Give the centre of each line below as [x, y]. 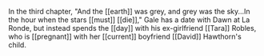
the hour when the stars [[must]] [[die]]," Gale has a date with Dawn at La [129, 20]
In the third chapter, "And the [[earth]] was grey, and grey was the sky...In [129, 11]
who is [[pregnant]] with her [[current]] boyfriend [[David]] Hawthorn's [125, 36]
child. [17, 45]
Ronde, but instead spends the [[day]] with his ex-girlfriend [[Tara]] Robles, [132, 28]
